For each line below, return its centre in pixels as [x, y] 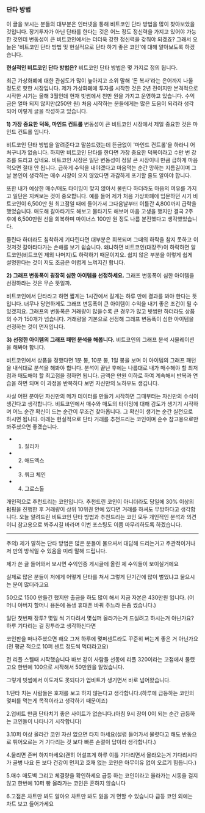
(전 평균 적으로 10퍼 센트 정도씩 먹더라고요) [57, 647]
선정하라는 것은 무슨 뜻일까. [39, 283]
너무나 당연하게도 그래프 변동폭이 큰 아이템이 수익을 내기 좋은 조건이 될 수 [111, 304]
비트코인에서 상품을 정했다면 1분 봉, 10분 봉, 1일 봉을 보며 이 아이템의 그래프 [95, 360]
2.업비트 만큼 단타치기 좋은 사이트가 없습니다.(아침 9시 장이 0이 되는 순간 [93, 714]
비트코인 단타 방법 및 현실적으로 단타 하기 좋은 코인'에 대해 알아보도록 [101, 47]
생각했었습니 [182, 219]
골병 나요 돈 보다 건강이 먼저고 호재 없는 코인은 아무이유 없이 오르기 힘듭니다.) [105, 763]
